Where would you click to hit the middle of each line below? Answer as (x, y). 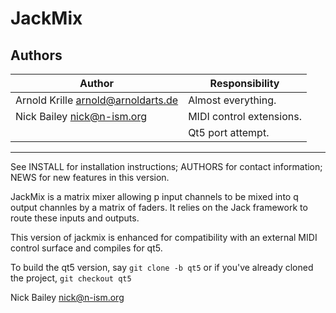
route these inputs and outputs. (75, 218)
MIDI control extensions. (245, 116)
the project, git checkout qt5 (71, 278)
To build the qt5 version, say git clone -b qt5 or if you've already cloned (162, 267)
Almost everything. (232, 100)
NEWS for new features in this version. (90, 177)
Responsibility (244, 83)
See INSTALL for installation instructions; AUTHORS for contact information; (166, 166)
